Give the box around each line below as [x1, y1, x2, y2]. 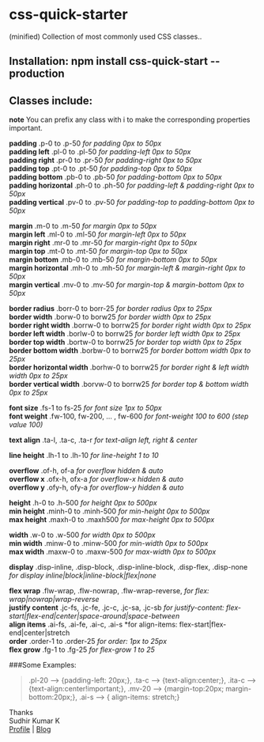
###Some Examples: [9, 661, 77, 670]
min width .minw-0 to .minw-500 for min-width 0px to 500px [9, 539, 209, 548]
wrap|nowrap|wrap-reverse [9, 595, 100, 604]
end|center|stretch [9, 628, 70, 638]
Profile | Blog [9, 725, 51, 734]
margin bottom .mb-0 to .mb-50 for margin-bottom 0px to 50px [9, 255, 218, 264]
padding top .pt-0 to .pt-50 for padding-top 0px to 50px [9, 164, 193, 173]
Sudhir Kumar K [9, 716, 60, 725]
